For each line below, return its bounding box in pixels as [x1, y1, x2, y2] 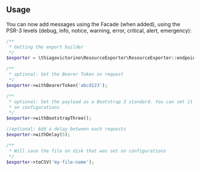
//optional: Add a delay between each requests [6, 126, 127, 132]
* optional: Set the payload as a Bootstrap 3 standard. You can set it [8, 98, 193, 105]
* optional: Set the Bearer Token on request [8, 71, 124, 77]
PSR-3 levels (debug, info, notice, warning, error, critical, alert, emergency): [6, 27, 192, 34]
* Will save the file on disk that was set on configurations [8, 148, 167, 154]
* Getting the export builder [8, 44, 84, 50]
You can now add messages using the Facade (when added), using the [6, 20, 180, 27]
